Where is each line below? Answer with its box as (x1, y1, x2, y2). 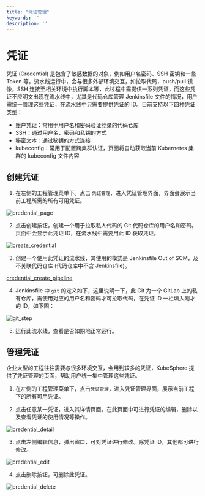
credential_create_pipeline (6, 274, 73, 282)
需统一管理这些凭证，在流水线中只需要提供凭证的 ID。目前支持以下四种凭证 (6, 101, 196, 108)
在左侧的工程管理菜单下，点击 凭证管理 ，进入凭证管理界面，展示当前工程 (15, 384, 195, 392)
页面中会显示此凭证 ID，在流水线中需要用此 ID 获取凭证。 (15, 229, 160, 237)
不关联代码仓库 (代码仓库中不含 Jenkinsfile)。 (15, 262, 130, 270)
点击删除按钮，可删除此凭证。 (15, 470, 91, 478)
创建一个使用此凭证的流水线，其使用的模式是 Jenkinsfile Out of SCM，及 (15, 254, 199, 262)
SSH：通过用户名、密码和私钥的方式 (15, 129, 107, 137)
